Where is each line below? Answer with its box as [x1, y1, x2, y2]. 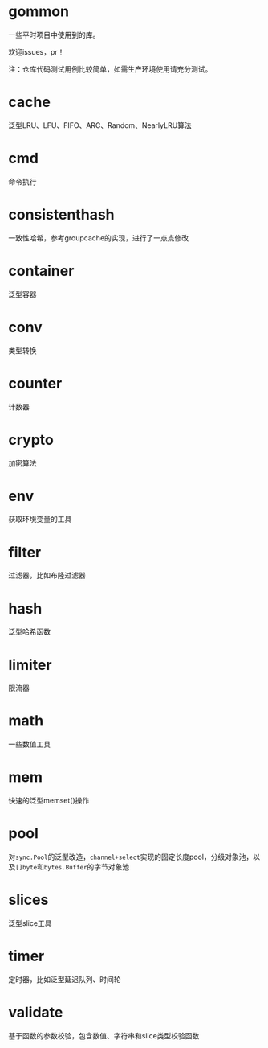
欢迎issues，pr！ [8, 47, 65, 56]
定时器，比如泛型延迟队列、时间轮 [8, 974, 121, 984]
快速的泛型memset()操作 [8, 795, 90, 806]
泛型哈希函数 [8, 627, 51, 637]
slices [8, 891, 49, 909]
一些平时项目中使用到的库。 [8, 30, 100, 39]
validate [8, 1004, 63, 1021]
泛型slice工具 [8, 919, 52, 927]
